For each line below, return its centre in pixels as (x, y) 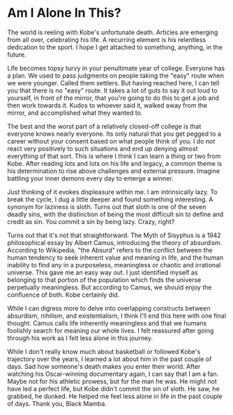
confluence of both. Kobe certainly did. (63, 295)
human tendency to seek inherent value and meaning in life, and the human (115, 258)
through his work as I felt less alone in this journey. (80, 338)
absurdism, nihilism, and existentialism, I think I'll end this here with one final (117, 316)
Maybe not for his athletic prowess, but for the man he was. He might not (112, 381)
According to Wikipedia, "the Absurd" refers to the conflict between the (110, 250)
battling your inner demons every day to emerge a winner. (90, 178)
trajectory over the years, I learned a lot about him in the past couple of (110, 359)
